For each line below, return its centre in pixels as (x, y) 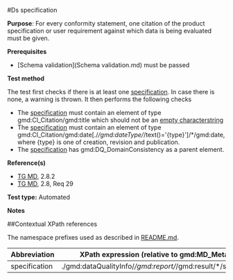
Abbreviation (33, 254)
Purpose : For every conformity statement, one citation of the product (106, 23)
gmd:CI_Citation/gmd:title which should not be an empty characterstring (120, 120)
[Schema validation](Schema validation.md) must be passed (103, 65)
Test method (26, 78)
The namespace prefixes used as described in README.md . (93, 237)
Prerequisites (27, 52)
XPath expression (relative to (129, 254)
